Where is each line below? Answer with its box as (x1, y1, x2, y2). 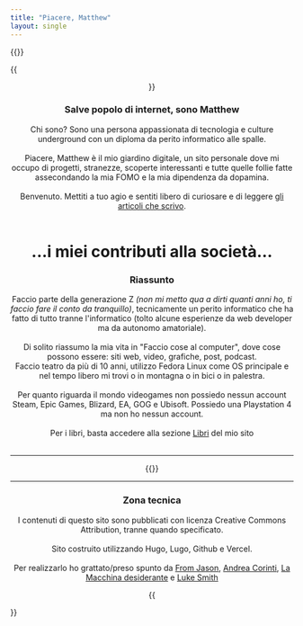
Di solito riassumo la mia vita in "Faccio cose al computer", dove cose (22, 342, 281, 353)
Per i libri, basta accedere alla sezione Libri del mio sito (49, 428, 254, 439)
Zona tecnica (122, 494, 182, 506)
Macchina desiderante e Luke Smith (85, 572, 218, 583)
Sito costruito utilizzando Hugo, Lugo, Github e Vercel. (51, 543, 253, 554)
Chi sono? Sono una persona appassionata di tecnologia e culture (30, 123, 274, 135)
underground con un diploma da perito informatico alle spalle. (38, 133, 266, 144)
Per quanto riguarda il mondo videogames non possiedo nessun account (17, 389, 287, 400)
